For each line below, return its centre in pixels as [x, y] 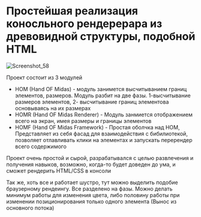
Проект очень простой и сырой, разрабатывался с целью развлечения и [100, 158]
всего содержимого [41, 146]
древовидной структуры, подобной [101, 37]
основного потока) [30, 207]
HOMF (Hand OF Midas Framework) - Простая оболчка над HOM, [97, 127]
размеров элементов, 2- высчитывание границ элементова [92, 102]
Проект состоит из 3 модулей [44, 77]
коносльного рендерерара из [84, 24]
